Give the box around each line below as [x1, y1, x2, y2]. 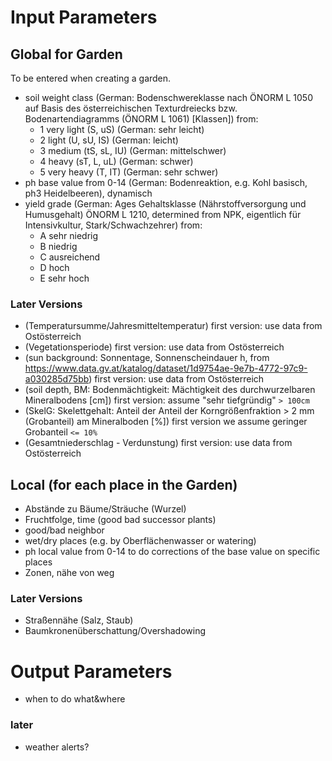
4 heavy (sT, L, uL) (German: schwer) [39, 156, 194, 167]
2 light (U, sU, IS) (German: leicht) [39, 134, 179, 146]
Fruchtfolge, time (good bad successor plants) [24, 514, 217, 526]
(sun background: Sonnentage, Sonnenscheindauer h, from [24, 352, 270, 364]
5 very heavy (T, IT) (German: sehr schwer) [39, 166, 219, 178]
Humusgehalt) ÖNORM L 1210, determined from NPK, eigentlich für [24, 209, 302, 220]
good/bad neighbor [24, 524, 105, 536]
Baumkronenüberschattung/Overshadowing [24, 625, 207, 637]
